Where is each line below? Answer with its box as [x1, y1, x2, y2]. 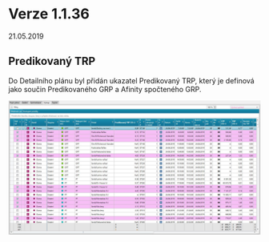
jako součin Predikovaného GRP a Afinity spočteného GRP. [8, 84, 202, 94]
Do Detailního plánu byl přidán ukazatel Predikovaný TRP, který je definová [8, 75, 255, 85]
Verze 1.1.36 [8, 5, 90, 23]
